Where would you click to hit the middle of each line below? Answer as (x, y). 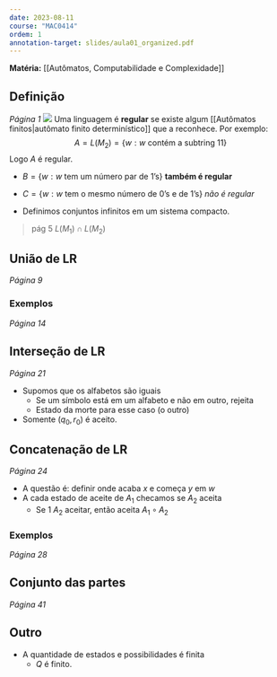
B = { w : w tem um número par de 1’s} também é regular (127, 176)
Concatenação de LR (69, 449)
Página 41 (28, 604)
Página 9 (26, 280)
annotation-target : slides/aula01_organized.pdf (102, 43)
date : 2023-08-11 (42, 18)
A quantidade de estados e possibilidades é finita (113, 654)
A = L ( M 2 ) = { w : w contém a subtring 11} (151, 144)
